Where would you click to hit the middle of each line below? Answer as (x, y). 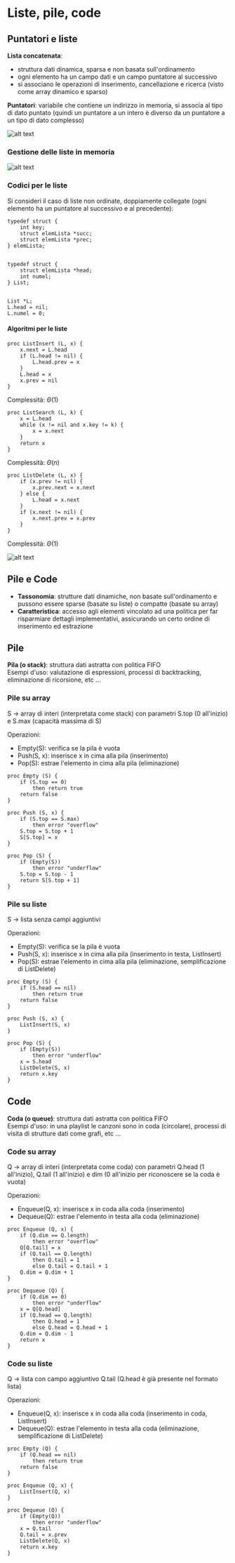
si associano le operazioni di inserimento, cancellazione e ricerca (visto (121, 84)
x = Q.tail (36, 1529)
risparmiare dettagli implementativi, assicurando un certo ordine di (114, 619)
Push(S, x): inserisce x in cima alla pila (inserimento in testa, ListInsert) (119, 954)
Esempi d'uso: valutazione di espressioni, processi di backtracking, (105, 673)
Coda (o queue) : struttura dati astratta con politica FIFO (88, 1119)
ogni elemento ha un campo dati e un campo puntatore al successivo (117, 77)
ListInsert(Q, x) (45, 1492)
